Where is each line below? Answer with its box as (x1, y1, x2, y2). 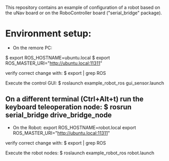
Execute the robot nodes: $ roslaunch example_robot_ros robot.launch (5, 150, 155, 156)
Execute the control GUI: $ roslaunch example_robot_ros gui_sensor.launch (5, 79, 164, 86)
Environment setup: (5, 28, 91, 39)
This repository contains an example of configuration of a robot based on (5, 5, 160, 10)
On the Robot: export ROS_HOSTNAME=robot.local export (12, 124, 136, 130)
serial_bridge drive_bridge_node (5, 111, 112, 119)
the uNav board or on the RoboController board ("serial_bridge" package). (5, 10, 162, 16)
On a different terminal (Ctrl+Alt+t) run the (5, 95, 144, 104)
